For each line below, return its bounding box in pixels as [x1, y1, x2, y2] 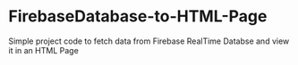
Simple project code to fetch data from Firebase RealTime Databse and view [8, 36, 290, 46]
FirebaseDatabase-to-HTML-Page [8, 6, 268, 27]
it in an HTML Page [8, 45, 80, 55]
